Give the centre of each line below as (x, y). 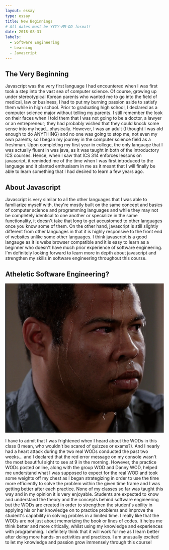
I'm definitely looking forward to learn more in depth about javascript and (81, 253)
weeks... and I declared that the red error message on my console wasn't (81, 456)
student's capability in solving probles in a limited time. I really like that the (82, 515)
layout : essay (20, 11)
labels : (13, 37)
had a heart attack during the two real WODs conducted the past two (77, 451)
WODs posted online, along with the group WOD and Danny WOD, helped (81, 467)
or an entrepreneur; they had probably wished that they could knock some (82, 124)
